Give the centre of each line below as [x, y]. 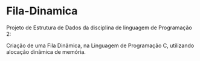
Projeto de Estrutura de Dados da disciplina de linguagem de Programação [99, 28]
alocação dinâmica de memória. [46, 51]
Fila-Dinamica [42, 11]
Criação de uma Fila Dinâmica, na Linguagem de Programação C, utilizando [100, 45]
